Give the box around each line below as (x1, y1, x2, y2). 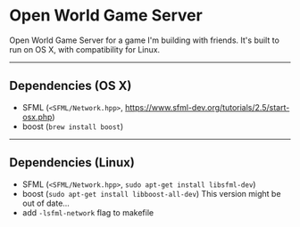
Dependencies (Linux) (9, 155, 136, 170)
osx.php (21, 111, 53, 122)
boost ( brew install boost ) (21, 121, 124, 132)
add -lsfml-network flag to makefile (21, 207, 154, 218)
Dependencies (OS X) (9, 78, 132, 93)
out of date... (21, 198, 70, 208)
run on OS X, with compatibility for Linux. (9, 44, 161, 54)
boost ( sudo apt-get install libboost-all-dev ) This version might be (21, 188, 281, 199)
